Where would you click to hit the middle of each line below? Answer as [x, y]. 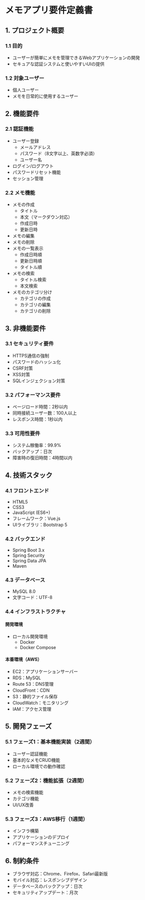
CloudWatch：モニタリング [40, 703]
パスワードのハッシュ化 [36, 362]
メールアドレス [35, 147]
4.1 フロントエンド [27, 490]
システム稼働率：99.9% [37, 445]
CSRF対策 [23, 368]
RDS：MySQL [27, 678]
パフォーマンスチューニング [41, 843]
